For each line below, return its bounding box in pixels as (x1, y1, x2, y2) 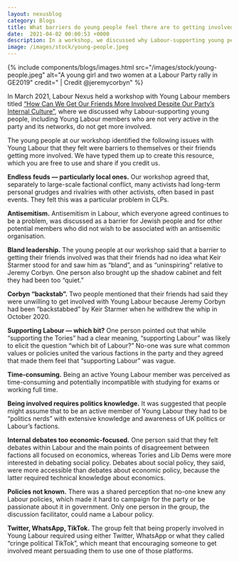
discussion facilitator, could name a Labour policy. (7, 510, 154, 519)
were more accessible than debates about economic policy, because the (7, 466, 221, 474)
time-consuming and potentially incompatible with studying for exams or (7, 378, 221, 386)
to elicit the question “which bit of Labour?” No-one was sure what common (7, 341, 230, 350)
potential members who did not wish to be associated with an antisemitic (7, 224, 221, 232)
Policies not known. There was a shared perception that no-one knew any (7, 487, 226, 496)
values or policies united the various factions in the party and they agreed (7, 349, 224, 357)
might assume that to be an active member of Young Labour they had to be (7, 407, 228, 415)
